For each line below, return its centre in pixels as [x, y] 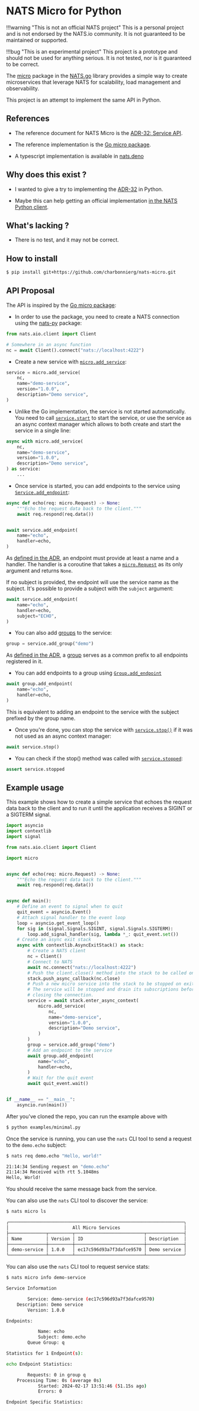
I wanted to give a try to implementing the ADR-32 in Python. [89, 189]
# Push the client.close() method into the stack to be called [107, 973]
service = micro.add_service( [44, 372]
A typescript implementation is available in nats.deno [79, 156]
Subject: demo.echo [62, 1337]
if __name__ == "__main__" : [41, 1100]
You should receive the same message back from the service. [81, 1189]
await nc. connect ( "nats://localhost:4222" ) [82, 967]
